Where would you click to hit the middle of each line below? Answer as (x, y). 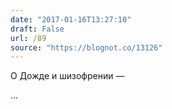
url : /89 (28, 38)
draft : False (37, 29)
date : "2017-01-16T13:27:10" (71, 19)
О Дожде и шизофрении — (67, 76)
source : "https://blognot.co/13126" (86, 47)
